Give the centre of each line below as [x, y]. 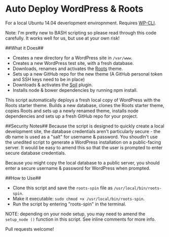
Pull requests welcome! [30, 229]
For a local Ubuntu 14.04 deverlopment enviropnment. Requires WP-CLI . [81, 23]
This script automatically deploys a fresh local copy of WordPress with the [83, 100]
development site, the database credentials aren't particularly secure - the [83, 131]
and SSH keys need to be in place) [49, 79]
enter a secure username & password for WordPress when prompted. [78, 168]
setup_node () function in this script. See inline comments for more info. [81, 219]
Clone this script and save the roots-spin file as [63, 188]
